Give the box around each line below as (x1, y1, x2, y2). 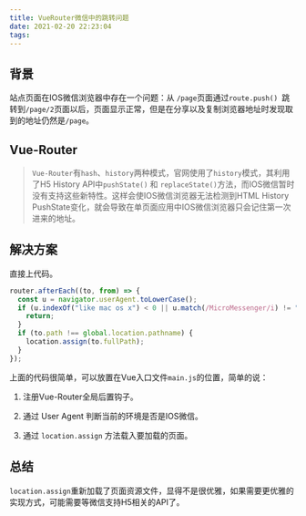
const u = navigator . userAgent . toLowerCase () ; (17, 294, 198, 304)
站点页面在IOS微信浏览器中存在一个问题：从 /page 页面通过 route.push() (9, 92, 279, 103)
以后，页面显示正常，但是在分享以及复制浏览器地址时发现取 (69, 104, 294, 115)
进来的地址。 (31, 213, 80, 223)
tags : (9, 30, 30, 39)
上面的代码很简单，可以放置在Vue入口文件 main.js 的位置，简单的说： (9, 371, 269, 383)
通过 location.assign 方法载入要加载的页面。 (22, 429, 193, 440)
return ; (25, 312, 55, 321)
